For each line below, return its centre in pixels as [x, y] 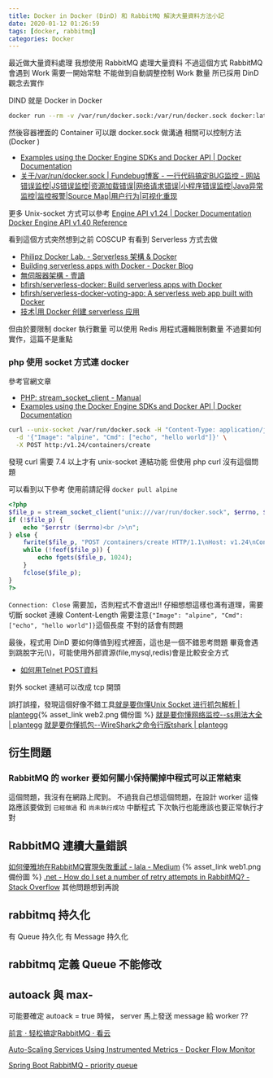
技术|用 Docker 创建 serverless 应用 [80, 312]
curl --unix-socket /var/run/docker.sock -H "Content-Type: [113, 430]
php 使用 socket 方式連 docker [69, 362]
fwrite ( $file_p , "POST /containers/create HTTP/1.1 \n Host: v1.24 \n [139, 542]
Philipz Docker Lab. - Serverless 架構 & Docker [98, 256]
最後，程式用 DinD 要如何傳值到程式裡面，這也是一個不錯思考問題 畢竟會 [130, 642]
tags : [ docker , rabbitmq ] [52, 31]
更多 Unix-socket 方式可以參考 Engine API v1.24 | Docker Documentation [130, 213]
